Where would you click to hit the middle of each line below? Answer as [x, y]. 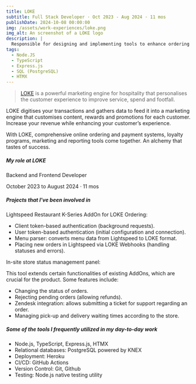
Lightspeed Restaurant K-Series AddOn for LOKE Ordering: [77, 215]
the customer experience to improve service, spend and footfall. [98, 99]
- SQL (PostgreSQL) [35, 71]
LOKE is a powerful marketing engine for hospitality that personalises [104, 94]
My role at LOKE [26, 160]
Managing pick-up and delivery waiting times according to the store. [97, 316]
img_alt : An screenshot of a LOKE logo [55, 33]
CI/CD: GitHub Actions [42, 362]
